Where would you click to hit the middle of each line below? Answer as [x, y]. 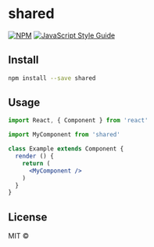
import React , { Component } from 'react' [78, 121]
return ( [36, 163]
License [28, 217]
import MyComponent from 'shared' [64, 135]
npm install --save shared [52, 78]
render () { [35, 156]
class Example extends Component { [66, 149]
